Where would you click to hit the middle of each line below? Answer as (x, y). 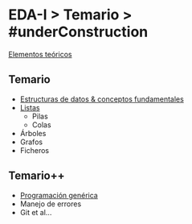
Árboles (33, 133)
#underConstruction (78, 32)
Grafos (31, 142)
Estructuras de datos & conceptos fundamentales (102, 99)
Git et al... (36, 212)
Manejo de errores (51, 204)
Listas (30, 107)
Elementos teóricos (40, 54)
